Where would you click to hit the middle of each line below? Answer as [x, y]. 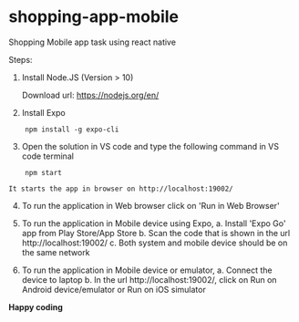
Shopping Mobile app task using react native [93, 42]
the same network [56, 252]
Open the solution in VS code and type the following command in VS [150, 146]
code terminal [48, 156]
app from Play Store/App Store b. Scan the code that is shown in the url [156, 233]
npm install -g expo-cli [72, 130]
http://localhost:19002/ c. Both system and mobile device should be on [155, 243]
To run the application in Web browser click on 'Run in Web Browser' [150, 205]
